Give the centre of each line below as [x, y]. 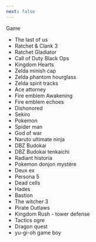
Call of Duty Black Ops [42, 58]
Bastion [24, 195]
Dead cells [27, 183]
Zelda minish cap [35, 70]
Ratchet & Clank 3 [36, 46]
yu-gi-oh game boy [38, 233]
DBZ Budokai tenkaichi [42, 151]
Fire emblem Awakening [44, 96]
